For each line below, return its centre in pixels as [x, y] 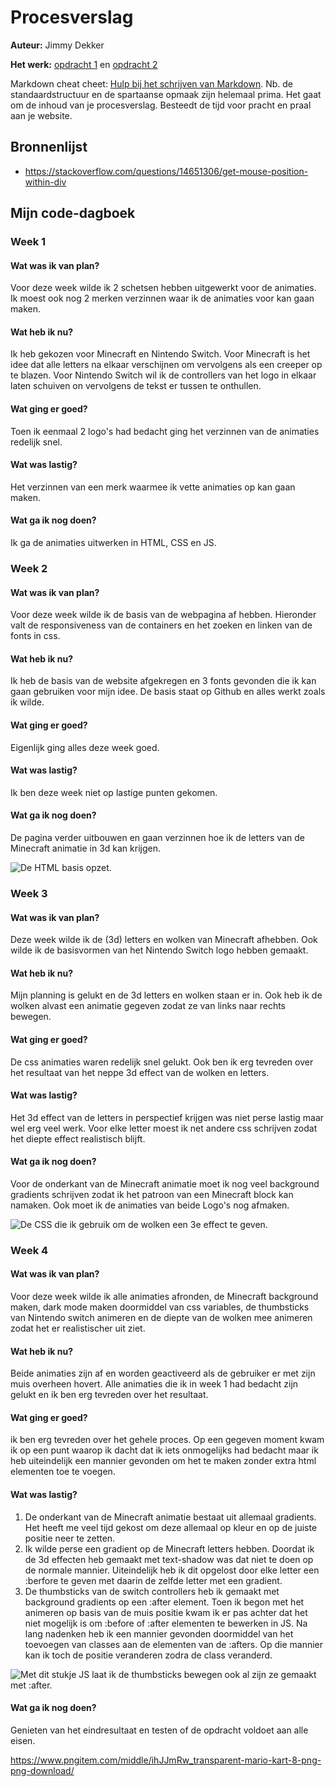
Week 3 [29, 893]
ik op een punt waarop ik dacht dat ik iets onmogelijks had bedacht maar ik [164, 1450]
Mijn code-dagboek [73, 213]
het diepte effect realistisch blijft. [78, 1138]
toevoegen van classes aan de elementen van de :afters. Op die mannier [173, 1644]
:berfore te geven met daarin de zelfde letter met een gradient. [153, 1580]
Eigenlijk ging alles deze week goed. [85, 747]
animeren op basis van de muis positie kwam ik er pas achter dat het [166, 1612]
